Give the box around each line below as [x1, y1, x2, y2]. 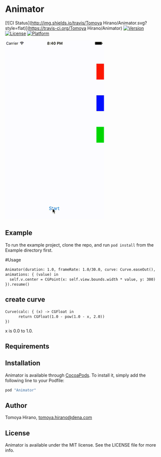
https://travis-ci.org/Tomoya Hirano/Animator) [29, 25, 122, 31]
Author [5, 401, 27, 410]
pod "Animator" [5, 388, 37, 392]
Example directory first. [5, 247, 53, 253]
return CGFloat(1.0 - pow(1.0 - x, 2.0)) [18, 314, 105, 319]
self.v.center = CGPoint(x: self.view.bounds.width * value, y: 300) [9, 277, 156, 282]
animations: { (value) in [5, 272, 58, 277]
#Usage [5, 257, 21, 262]
